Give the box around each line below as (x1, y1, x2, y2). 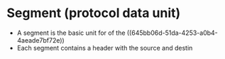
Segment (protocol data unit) (6, 5, 181, 21)
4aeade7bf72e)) (16, 36, 65, 44)
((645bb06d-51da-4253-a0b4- (126, 28, 218, 37)
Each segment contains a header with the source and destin (16, 43, 193, 52)
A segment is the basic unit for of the (16, 28, 126, 37)
